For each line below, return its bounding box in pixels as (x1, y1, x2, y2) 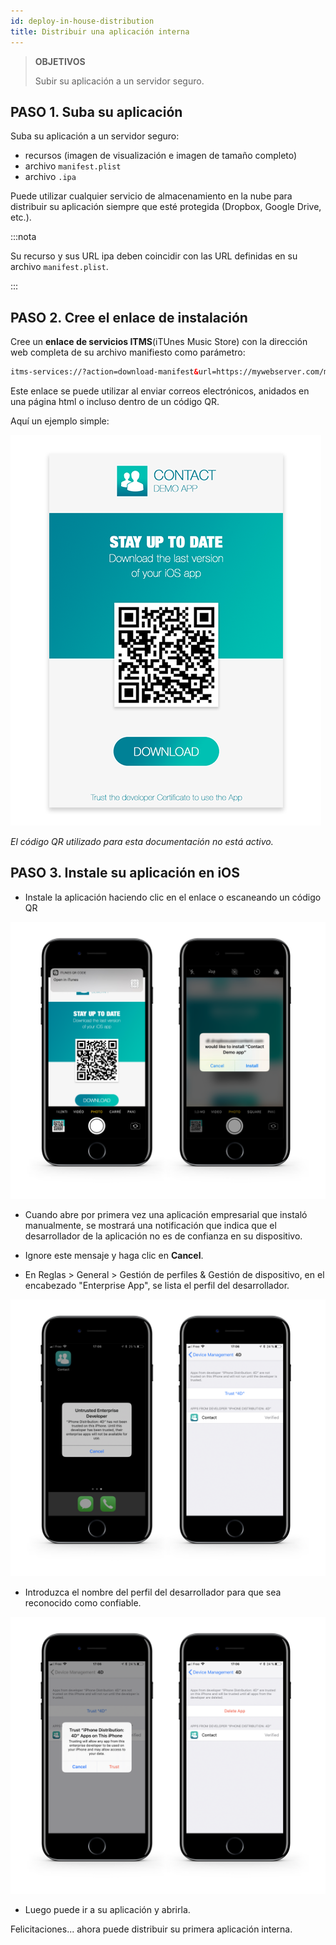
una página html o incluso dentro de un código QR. (10, 396, 220, 407)
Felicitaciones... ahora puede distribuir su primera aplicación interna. (10, 1923, 293, 1935)
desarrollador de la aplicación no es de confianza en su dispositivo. (24, 1230, 303, 1242)
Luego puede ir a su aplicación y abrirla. (24, 1903, 191, 1915)
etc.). (10, 211, 32, 224)
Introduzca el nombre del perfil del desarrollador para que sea (24, 1586, 282, 1598)
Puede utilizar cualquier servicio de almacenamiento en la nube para (10, 190, 293, 202)
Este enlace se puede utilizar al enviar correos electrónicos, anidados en (10, 385, 310, 397)
